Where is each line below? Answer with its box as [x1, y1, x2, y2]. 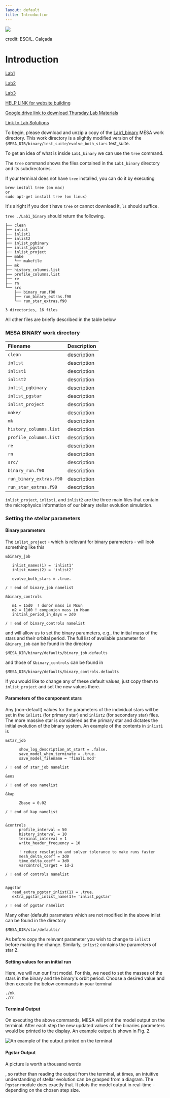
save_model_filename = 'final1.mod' [18, 756, 96, 761]
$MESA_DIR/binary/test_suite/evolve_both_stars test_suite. [5, 141, 130, 147]
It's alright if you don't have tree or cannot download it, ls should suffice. [5, 203, 159, 209]
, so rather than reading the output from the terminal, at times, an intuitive [5, 1070, 159, 1077]
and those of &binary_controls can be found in [5, 659, 104, 665]
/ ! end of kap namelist [5, 810, 58, 815]
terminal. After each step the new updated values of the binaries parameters [5, 1023, 165, 1029]
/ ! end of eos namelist [5, 783, 58, 788]
